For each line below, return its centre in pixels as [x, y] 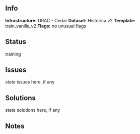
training [13, 54]
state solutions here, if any [33, 110]
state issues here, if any [30, 82]
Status [16, 42]
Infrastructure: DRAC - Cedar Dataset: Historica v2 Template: [71, 20]
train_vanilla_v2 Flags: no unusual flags [46, 26]
